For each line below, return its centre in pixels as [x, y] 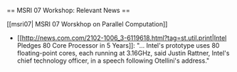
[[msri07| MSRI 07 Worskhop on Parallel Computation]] [87, 24]
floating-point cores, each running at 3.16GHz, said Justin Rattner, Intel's [123, 53]
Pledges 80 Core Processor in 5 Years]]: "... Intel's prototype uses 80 [118, 45]
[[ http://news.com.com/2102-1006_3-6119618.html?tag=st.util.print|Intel [122, 38]
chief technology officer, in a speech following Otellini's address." [113, 61]
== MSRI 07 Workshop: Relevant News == [68, 10]
